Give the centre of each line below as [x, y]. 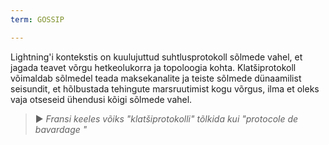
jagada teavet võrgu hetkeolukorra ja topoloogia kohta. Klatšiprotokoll [153, 67]
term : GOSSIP [37, 19]
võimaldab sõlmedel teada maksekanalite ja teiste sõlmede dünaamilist [156, 78]
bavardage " [61, 129]
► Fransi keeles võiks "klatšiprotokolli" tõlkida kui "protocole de [166, 118]
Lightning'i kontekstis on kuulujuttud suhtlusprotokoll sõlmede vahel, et [156, 57]
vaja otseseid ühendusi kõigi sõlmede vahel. [101, 99]
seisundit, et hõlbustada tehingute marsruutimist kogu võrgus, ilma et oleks [165, 88]
